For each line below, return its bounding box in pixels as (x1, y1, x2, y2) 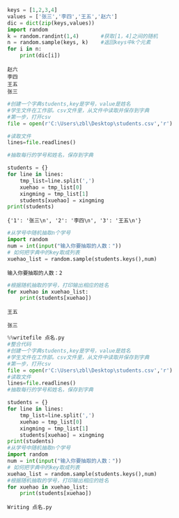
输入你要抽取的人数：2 (7, 269, 63, 276)
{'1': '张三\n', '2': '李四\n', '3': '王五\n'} (7, 217, 141, 224)
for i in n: (7, 45, 42, 52)
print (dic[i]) (20, 52, 61, 59)
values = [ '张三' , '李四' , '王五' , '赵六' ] (7, 13, 118, 20)
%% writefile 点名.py (7, 334, 65, 342)
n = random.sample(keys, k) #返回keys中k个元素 (7, 39, 151, 46)
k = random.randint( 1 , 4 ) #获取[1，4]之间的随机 (7, 32, 158, 40)
